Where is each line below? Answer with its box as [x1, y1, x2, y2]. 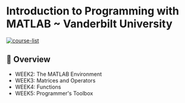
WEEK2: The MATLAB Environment [14, 70, 102, 78]
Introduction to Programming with [6, 4, 180, 18]
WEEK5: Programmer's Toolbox [14, 89, 93, 97]
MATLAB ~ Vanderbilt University [6, 17, 173, 31]
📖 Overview [6, 54, 51, 64]
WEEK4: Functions [14, 83, 61, 90]
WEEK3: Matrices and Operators [14, 76, 96, 84]
